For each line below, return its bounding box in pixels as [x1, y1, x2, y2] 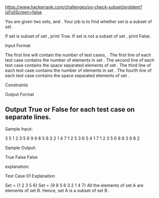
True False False [5, 154, 38, 160]
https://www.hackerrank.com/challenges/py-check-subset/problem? [5, 4, 143, 10]
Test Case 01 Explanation [5, 173, 55, 179]
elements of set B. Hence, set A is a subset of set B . [5, 187, 110, 193]
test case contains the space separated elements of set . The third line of [5, 63, 151, 68]
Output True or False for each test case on [5, 105, 135, 114]
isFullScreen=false [5, 9, 42, 15]
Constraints [5, 82, 28, 88]
